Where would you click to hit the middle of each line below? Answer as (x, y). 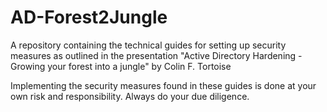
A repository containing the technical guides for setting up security (148, 45)
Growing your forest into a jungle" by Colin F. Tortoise (121, 66)
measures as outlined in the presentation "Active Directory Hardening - (156, 55)
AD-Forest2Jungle (89, 17)
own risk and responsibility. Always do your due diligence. (130, 96)
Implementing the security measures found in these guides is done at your (163, 85)
